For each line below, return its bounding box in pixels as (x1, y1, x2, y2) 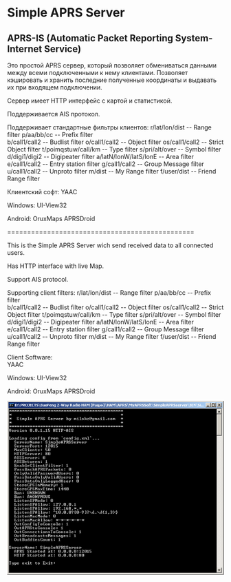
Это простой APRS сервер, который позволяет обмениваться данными (7, 61, 217, 70)
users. (7, 249, 25, 256)
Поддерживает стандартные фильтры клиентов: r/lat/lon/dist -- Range (7, 123, 212, 132)
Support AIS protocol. (7, 276, 69, 283)
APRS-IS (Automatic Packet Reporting (7, 32, 173, 44)
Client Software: (7, 353, 53, 361)
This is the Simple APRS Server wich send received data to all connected (7, 241, 214, 249)
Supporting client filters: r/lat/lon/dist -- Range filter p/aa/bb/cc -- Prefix (7, 289, 212, 297)
